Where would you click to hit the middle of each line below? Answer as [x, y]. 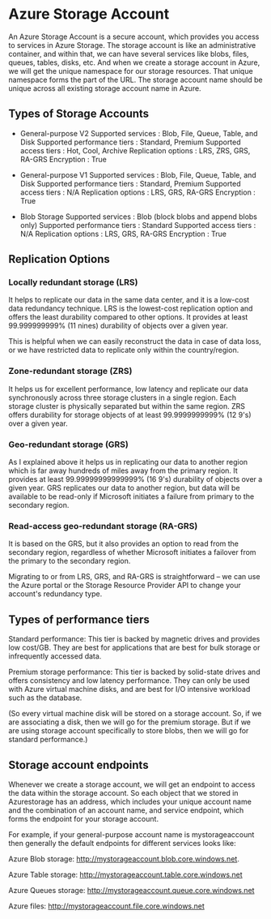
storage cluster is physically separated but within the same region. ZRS [127, 406]
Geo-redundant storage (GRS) [69, 444]
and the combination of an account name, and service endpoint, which [126, 810]
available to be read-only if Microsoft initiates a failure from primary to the [131, 496]
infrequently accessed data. [55, 656]
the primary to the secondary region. [70, 561]
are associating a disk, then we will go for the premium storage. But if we [130, 722]
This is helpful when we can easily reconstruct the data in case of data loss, [135, 341]
